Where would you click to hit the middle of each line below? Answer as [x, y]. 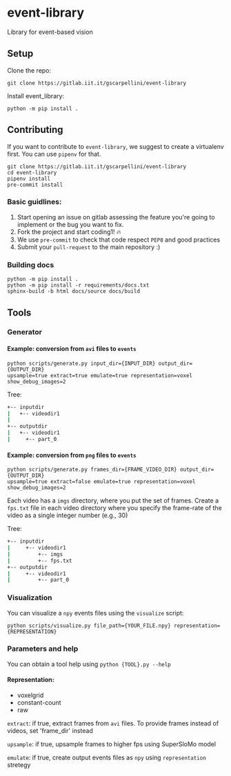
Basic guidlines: [34, 202]
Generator [25, 332]
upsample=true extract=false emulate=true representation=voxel [101, 482]
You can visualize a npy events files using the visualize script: [96, 613]
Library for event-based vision [50, 32]
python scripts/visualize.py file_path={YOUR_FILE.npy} [89, 625]
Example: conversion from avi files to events [72, 349]
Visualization [30, 598]
